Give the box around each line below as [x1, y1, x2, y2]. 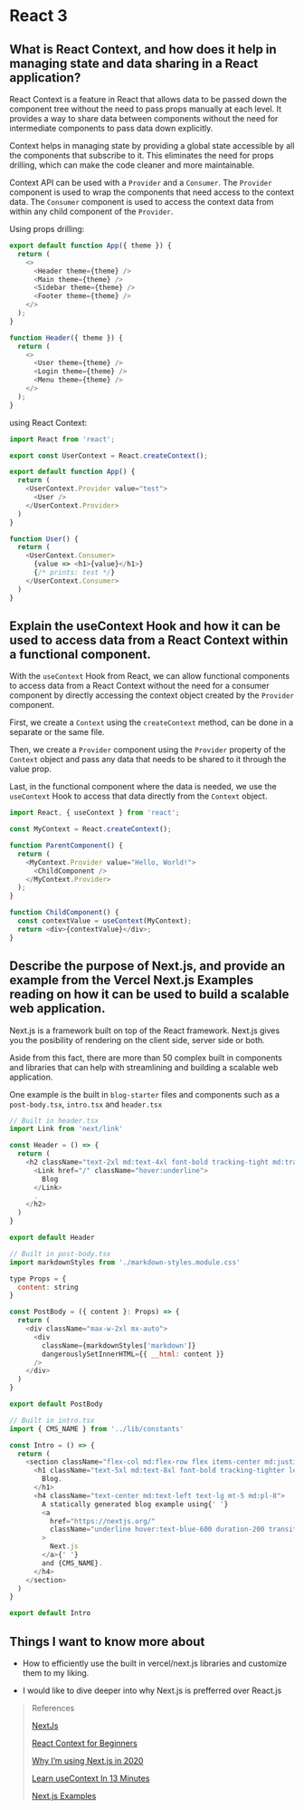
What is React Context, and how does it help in [9, 42, 278, 57]
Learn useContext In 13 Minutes [31, 1773, 150, 1784]
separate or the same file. [9, 727, 106, 738]
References [31, 1702, 75, 1713]
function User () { [9, 534, 79, 544]
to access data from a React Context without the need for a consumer [9, 681, 270, 692]
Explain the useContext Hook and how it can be [9, 618, 281, 634]
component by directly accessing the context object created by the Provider [9, 690, 294, 701]
